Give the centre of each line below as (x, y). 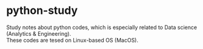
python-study (42, 11)
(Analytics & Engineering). (39, 33)
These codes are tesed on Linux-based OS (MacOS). (72, 40)
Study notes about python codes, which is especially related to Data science (102, 27)
